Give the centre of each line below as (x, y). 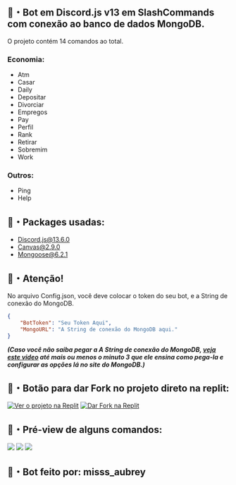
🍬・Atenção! (36, 278)
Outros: (20, 176)
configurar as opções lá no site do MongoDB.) (76, 364)
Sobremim (32, 149)
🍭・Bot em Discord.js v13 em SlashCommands (111, 13)
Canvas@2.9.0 (39, 247)
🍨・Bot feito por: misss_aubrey (76, 472)
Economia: (26, 59)
